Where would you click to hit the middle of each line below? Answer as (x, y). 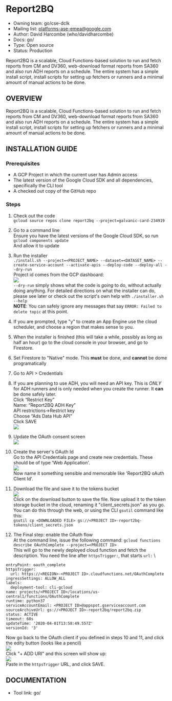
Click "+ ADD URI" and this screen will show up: (56, 653)
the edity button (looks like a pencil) (44, 643)
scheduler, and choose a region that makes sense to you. (73, 327)
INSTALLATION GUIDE (41, 149)
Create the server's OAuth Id (43, 452)
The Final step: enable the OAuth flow (53, 534)
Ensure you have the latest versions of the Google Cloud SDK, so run (86, 236)
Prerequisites (23, 164)
